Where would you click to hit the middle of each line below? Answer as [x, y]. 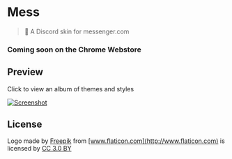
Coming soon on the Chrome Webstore [74, 50]
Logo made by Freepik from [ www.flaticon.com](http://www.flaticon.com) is [116, 141]
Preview [25, 72]
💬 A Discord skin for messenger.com [77, 31]
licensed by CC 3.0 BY [39, 149]
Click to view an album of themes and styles [71, 89]
